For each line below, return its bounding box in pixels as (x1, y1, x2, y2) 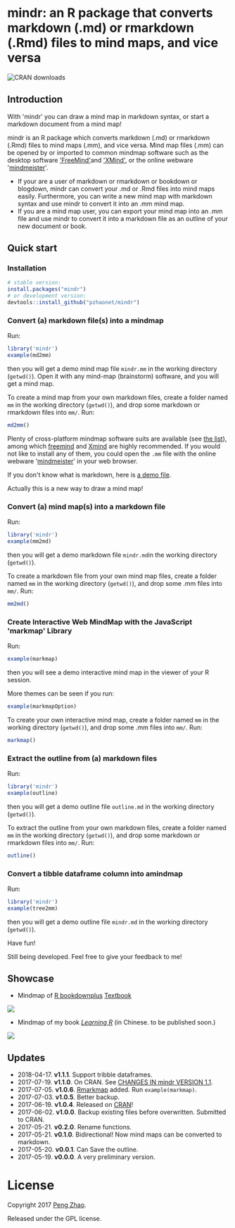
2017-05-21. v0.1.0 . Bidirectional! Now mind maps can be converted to (17, 1130, 222, 1139)
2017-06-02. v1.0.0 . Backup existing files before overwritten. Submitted (17, 1108, 227, 1117)
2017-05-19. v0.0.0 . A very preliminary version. (17, 1153, 155, 1161)
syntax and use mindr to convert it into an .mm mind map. (17, 199, 185, 208)
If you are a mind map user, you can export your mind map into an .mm (17, 206, 223, 215)
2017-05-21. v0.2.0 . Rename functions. (17, 1123, 132, 1132)
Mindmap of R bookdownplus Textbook (17, 991, 132, 1000)
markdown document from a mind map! (7, 120, 122, 128)
